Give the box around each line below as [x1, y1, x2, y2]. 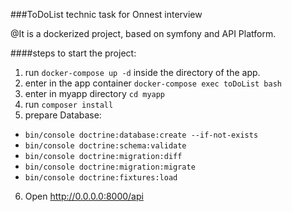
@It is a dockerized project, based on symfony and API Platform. [10, 28, 277, 39]
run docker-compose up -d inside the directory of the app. [24, 67, 261, 78]
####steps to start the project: [10, 47, 137, 59]
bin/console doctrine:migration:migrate [24, 162, 196, 172]
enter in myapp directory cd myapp [24, 88, 166, 99]
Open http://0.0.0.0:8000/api [24, 190, 144, 202]
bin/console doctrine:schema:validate [24, 141, 187, 151]
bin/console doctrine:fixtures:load [24, 173, 178, 183]
